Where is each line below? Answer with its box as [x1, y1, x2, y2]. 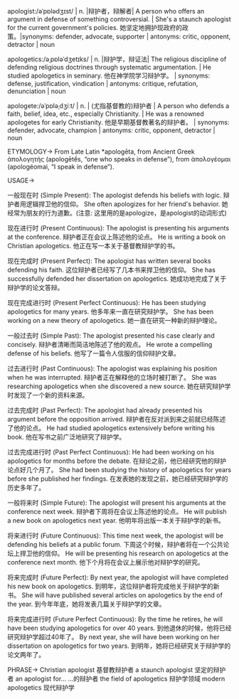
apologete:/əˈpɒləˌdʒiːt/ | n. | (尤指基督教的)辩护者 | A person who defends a [7, 102, 230, 110]
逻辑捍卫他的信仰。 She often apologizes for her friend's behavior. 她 [26, 200, 229, 208]
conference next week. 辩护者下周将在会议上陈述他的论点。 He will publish [7, 508, 227, 516]
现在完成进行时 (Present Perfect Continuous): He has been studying [7, 299, 206, 306]
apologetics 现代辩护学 [7, 683, 75, 692]
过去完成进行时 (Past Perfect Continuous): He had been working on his [7, 448, 215, 456]
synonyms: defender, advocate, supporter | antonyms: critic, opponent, [21, 32, 231, 41]
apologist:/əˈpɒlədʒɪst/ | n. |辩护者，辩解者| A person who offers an [7, 7, 205, 15]
